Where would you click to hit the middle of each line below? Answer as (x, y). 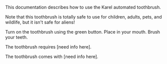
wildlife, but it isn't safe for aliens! (40, 22)
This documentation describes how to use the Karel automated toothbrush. (83, 7)
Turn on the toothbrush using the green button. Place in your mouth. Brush (83, 32)
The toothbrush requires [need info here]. (48, 47)
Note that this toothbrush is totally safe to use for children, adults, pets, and (84, 17)
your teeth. (17, 37)
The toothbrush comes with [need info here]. (52, 56)
